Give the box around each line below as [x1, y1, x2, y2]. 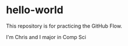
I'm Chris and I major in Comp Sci [6, 33, 86, 40]
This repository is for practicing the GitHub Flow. [6, 22, 122, 29]
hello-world [6, 3, 64, 17]
